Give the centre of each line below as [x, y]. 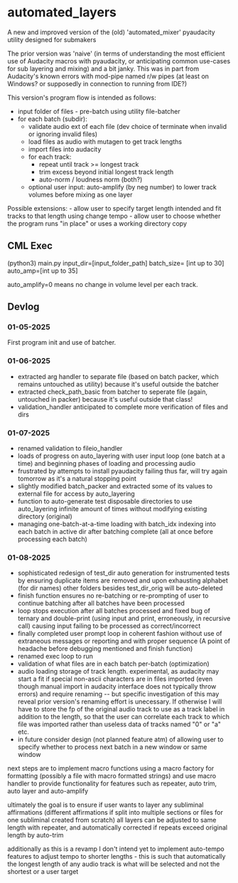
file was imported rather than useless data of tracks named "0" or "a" [119, 724]
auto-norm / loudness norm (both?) [91, 179]
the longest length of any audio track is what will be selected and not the [114, 864]
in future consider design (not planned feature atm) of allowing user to [120, 740]
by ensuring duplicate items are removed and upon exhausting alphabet [123, 580]
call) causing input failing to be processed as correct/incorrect [109, 626]
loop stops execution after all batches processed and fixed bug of [114, 611]
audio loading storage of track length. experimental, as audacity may [118, 672]
